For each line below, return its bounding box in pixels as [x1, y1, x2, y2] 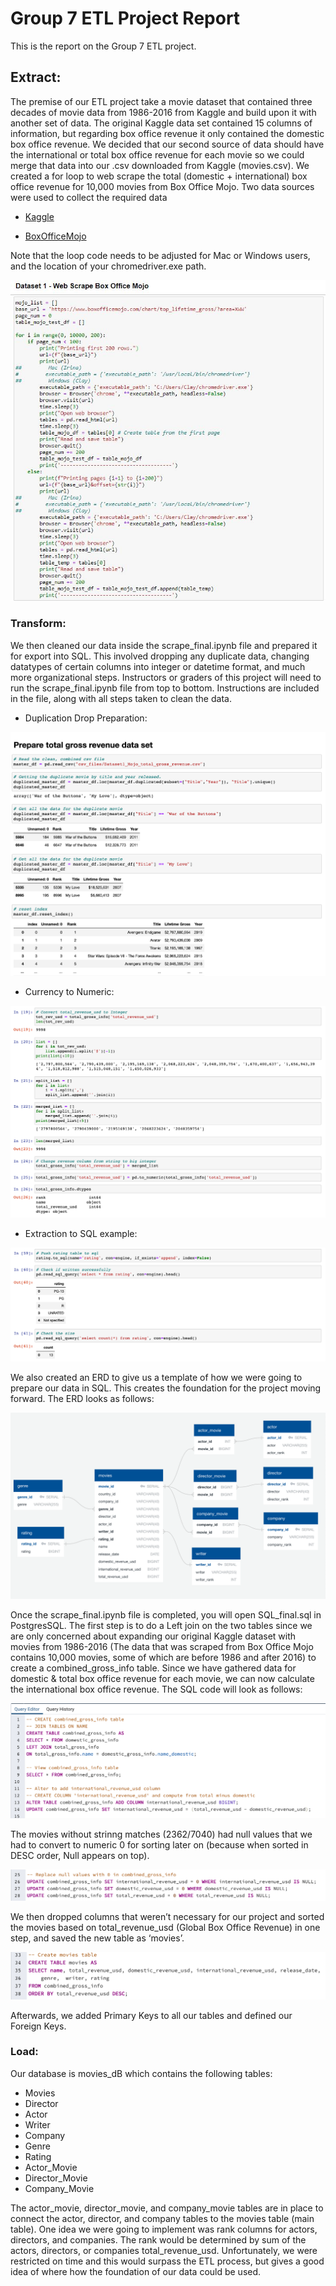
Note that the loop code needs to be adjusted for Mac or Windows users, [10, 249, 311, 261]
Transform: [10, 617, 67, 631]
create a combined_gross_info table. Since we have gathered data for [10, 1662, 297, 1674]
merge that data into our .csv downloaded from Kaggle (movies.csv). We [10, 159, 310, 171]
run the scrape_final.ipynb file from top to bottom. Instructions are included [10, 682, 320, 694]
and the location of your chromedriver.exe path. [10, 260, 207, 272]
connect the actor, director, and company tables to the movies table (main [10, 2212, 315, 2224]
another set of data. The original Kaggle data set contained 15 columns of [10, 117, 313, 129]
